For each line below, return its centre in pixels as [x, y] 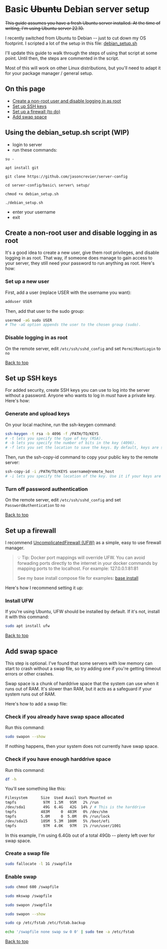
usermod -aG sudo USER [29, 320]
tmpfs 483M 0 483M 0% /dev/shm [56, 812]
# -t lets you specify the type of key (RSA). [54, 438]
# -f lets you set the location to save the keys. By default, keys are [82, 448]
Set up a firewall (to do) [36, 111]
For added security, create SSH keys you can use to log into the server [78, 390]
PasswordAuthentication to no [35, 505]
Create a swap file [27, 853]
